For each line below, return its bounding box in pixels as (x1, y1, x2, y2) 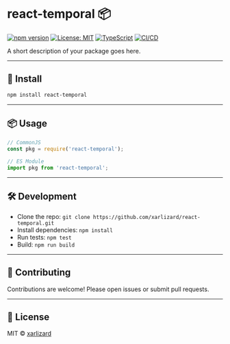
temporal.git (16, 220, 55, 227)
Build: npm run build (16, 240, 75, 249)
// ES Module (7, 158, 44, 165)
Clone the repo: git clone (16, 212, 90, 220)
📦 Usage (7, 118, 48, 130)
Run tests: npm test (16, 233, 72, 241)
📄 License (7, 311, 50, 323)
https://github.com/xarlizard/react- (92, 214, 201, 220)
